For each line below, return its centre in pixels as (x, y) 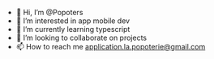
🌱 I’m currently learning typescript (73, 29)
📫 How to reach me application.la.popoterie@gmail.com (111, 47)
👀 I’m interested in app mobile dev (73, 21)
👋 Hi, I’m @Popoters (49, 12)
